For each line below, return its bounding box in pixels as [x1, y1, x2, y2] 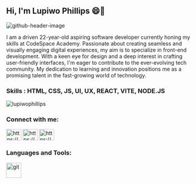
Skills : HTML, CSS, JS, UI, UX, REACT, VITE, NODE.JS [6, 86, 166, 95]
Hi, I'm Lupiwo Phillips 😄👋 [6, 6, 106, 16]
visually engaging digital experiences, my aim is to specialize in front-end [6, 46, 187, 53]
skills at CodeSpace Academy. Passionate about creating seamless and [6, 40, 182, 47]
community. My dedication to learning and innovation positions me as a [6, 65, 182, 73]
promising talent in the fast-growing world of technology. [6, 71, 146, 79]
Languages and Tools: [6, 149, 72, 157]
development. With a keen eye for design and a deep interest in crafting [6, 52, 183, 60]
